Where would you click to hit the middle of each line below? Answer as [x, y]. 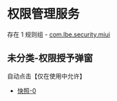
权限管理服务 [44, 14]
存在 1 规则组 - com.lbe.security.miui [58, 34]
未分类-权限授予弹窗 [50, 58]
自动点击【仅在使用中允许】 [46, 76]
